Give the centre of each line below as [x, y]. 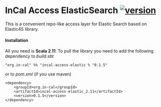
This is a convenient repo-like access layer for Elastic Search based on [76, 24]
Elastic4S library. [22, 29]
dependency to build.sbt [29, 56]
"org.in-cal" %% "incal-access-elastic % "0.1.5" [56, 65]
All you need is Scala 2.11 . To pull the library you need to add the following [79, 51]
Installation [17, 40]
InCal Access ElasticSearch [62, 10]
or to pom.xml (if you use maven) [38, 74]
